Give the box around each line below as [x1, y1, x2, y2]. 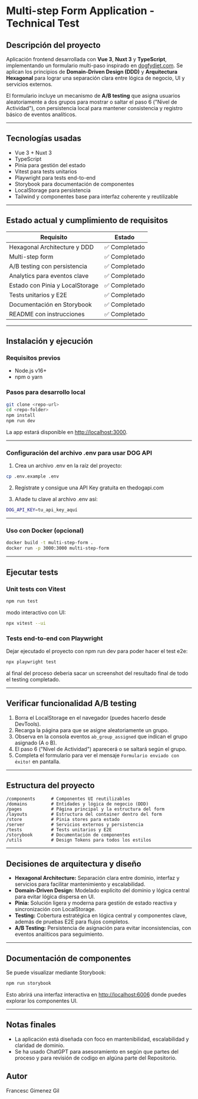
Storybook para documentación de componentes [14, 180, 134, 187]
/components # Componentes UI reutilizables [6, 796, 131, 802]
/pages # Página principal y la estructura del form [6, 806, 165, 812]
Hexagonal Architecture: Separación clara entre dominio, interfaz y [14, 875, 180, 882]
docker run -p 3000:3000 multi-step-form [6, 545, 110, 551]
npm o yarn [14, 373, 43, 380]
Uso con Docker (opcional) [6, 527, 84, 535]
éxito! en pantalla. [14, 758, 61, 765]
